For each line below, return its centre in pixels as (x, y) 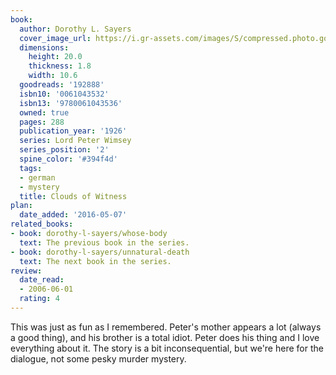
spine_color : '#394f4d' (68, 159)
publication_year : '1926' (73, 131)
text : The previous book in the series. (104, 242)
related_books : (42, 224)
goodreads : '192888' (62, 85)
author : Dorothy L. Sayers (75, 29)
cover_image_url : (55, 38)
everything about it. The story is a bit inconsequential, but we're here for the (167, 348)
